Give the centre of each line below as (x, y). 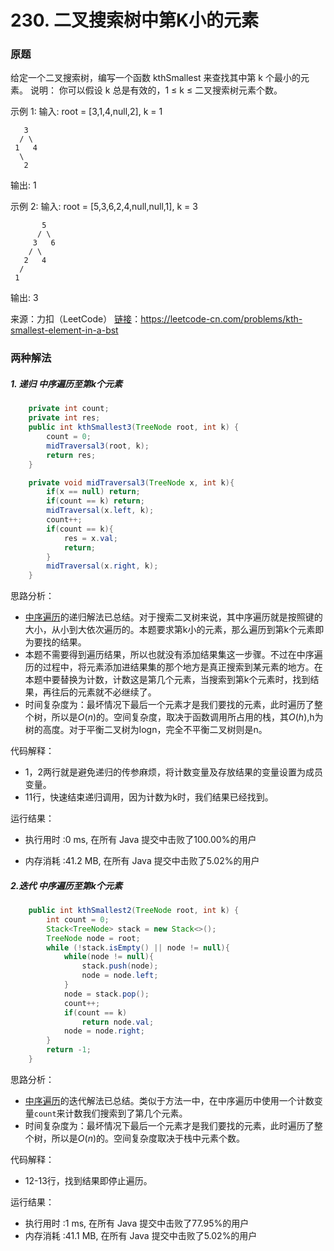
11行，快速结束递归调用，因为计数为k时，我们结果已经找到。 (149, 797)
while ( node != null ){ (109, 957)
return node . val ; (118, 1022)
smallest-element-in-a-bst (64, 330)
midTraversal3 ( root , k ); (98, 446)
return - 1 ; (69, 1050)
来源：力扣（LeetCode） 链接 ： (76, 319)
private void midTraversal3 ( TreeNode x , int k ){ (131, 482)
